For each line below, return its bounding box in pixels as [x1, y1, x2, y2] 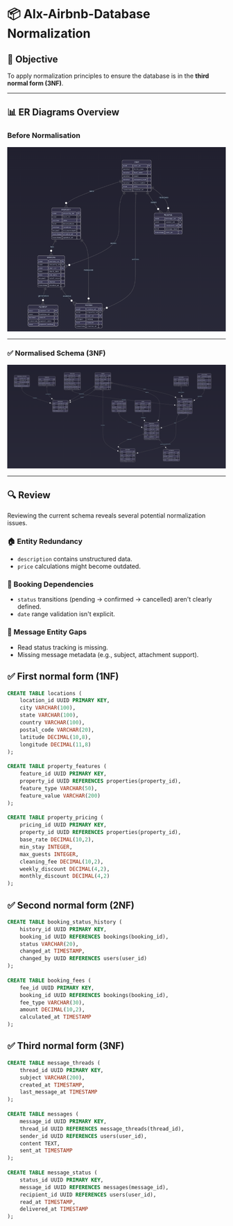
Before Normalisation [7, 130, 81, 140]
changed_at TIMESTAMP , [19, 948, 85, 955]
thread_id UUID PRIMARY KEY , [19, 1066, 104, 1073]
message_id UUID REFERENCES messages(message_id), [19, 1184, 169, 1191]
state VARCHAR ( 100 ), [19, 712, 79, 719]
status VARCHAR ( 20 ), [19, 940, 79, 948]
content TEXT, [19, 1140, 60, 1147]
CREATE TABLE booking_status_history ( [7, 918, 123, 926]
